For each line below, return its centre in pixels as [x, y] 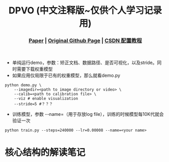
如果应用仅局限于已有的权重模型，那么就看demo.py [66, 75]
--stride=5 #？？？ [33, 104]
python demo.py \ [23, 85]
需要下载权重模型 [35, 69]
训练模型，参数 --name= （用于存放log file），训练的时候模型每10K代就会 [88, 114]
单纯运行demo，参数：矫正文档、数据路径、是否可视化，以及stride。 [84, 63]
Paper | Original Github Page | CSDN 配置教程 [85, 40]
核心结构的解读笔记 [45, 152]
